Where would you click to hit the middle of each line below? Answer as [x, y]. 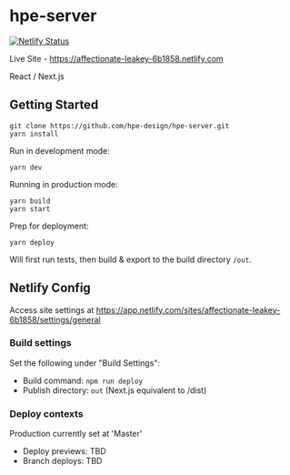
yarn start [30, 209]
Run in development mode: [60, 150]
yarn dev [26, 167]
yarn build [30, 201]
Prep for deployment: [49, 226]
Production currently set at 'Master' [76, 434]
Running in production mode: [64, 184]
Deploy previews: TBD [64, 451]
